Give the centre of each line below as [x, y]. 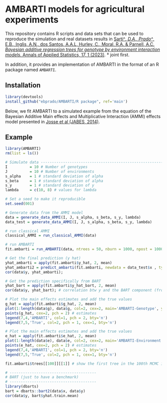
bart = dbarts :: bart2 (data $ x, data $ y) [45, 391]
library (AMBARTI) [23, 149]
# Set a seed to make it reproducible [45, 199]
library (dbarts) [22, 387]
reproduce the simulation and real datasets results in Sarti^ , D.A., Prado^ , [80, 39]
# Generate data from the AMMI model [44, 213]
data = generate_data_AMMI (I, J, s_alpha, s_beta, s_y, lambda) [73, 217]
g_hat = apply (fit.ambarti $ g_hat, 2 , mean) [51, 304]
